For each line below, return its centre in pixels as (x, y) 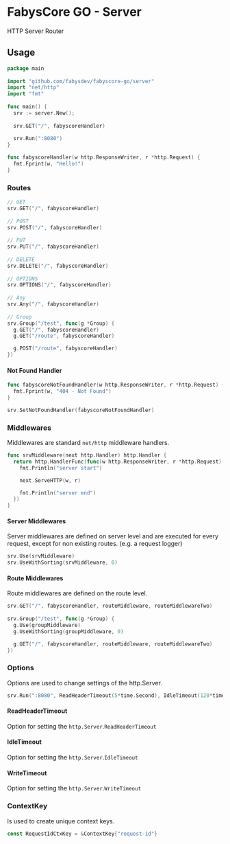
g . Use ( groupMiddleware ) (47, 625)
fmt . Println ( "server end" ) (58, 493)
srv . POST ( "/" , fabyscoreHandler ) (55, 227)
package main (26, 68)
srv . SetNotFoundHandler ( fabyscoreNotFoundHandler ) (81, 410)
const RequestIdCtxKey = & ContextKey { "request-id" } (82, 834)
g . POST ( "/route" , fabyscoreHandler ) (65, 349)
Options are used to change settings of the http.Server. (85, 683)
